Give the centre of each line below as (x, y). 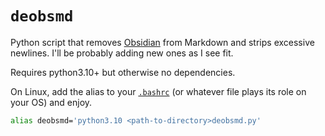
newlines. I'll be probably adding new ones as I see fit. (122, 53)
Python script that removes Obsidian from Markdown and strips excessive (162, 42)
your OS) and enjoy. (51, 102)
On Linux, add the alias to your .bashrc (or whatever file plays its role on (158, 91)
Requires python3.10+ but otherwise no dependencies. (123, 72)
